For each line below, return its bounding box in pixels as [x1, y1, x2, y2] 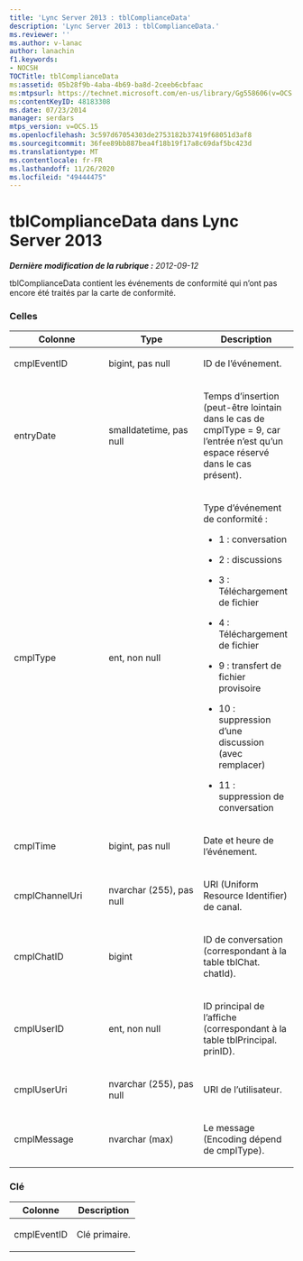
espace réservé [203, 446, 270, 459]
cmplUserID [14, 1023, 65, 1035]
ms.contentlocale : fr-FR [9, 155, 103, 165]
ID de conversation [203, 934, 284, 946]
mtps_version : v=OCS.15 [9, 123, 99, 132]
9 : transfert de [218, 659, 282, 672]
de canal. [203, 901, 243, 914]
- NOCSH [9, 64, 39, 73]
